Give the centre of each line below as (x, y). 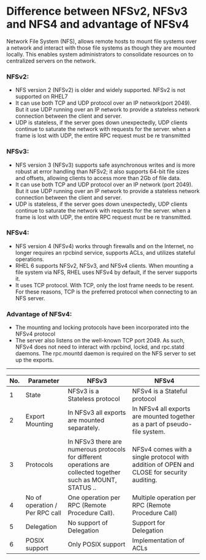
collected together (94, 472)
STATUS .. (82, 488)
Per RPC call (43, 513)
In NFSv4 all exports (161, 409)
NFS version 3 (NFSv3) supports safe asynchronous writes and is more (105, 165)
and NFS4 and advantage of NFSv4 (98, 24)
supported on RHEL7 (41, 97)
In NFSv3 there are (95, 442)
